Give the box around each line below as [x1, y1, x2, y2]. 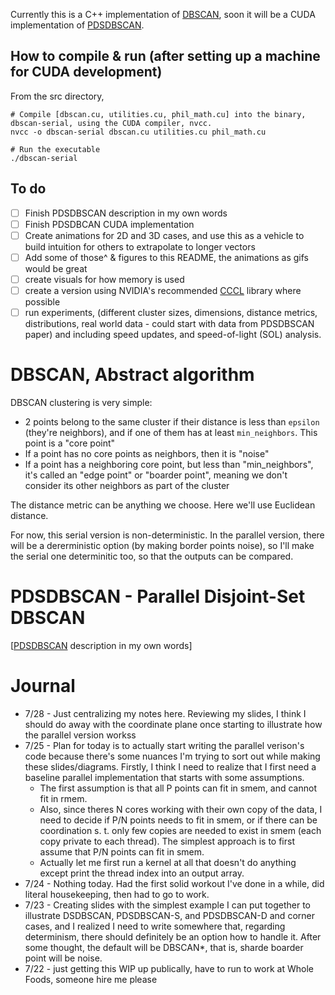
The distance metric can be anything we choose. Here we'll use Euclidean [10, 499, 316, 511]
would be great [24, 262, 88, 274]
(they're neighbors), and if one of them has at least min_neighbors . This [24, 427, 318, 438]
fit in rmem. [39, 792, 88, 804]
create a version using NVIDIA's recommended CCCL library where [24, 284, 302, 296]
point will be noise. [24, 952, 103, 964]
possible [24, 296, 61, 308]
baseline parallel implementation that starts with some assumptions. [24, 771, 305, 783]
